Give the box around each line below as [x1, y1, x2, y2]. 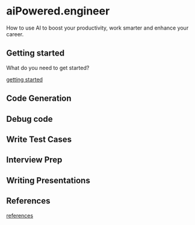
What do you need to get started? [6, 64, 90, 71]
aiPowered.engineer [6, 4, 110, 18]
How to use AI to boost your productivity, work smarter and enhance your [6, 24, 189, 31]
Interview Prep [6, 155, 63, 165]
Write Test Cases [6, 134, 72, 144]
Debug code [6, 113, 53, 124]
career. [6, 30, 24, 37]
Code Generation [6, 93, 72, 104]
